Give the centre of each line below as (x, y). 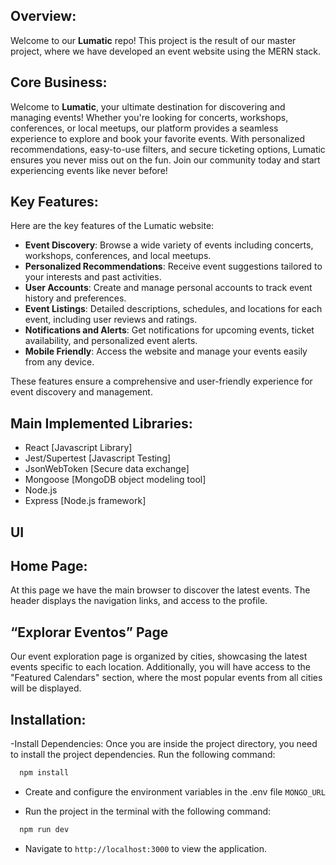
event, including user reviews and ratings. (111, 320)
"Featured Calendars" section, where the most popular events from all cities (166, 678)
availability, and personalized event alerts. (111, 341)
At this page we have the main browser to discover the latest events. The (160, 590)
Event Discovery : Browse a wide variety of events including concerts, (169, 245)
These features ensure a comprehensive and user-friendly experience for (161, 381)
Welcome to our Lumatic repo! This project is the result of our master (153, 40)
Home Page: (49, 566)
